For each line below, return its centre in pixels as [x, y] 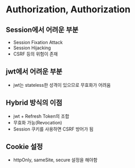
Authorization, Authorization [68, 10]
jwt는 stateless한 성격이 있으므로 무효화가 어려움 [62, 85]
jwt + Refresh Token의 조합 [41, 116]
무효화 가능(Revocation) [38, 122]
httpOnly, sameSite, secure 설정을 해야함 [55, 160]
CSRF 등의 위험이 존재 [36, 54]
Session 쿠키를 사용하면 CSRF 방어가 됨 [53, 129]
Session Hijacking [32, 48]
